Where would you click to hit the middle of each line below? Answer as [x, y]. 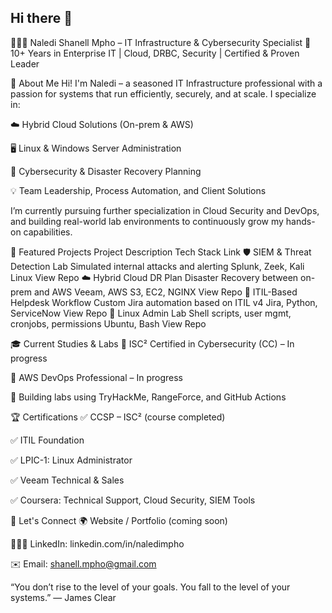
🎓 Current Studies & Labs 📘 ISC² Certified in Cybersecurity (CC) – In [152, 343]
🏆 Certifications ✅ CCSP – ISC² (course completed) [118, 417]
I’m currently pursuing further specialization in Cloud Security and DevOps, [165, 210]
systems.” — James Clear [63, 597]
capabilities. [48, 232]
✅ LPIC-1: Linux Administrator [71, 460]
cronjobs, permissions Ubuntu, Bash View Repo [108, 323]
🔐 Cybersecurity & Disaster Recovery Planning [106, 171]
